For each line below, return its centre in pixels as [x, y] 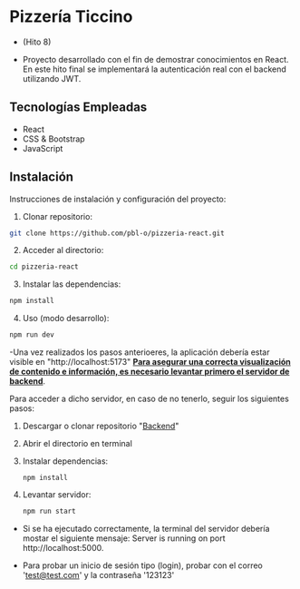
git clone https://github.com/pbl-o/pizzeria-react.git [117, 233]
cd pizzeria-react [44, 267]
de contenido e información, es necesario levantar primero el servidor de [150, 372]
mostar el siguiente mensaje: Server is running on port [124, 538]
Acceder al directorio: [63, 250]
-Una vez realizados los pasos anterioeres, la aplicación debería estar [140, 352]
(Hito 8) [37, 42]
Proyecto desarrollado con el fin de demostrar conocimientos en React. [155, 59]
